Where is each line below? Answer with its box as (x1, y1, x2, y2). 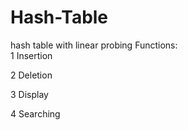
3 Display (10, 88, 49, 100)
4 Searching (10, 107, 61, 120)
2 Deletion (10, 69, 53, 81)
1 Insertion (10, 49, 53, 61)
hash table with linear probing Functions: (10, 39, 178, 51)
